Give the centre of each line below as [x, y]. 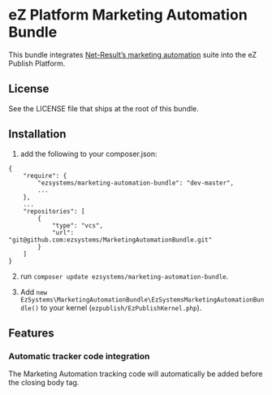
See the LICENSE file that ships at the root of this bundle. [104, 108]
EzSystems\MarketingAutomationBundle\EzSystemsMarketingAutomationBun [142, 300]
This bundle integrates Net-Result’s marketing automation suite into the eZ [133, 54]
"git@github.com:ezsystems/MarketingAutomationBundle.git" [110, 240]
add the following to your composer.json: [89, 154]
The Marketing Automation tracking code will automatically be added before [136, 374]
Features [31, 333]
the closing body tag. [44, 383]
